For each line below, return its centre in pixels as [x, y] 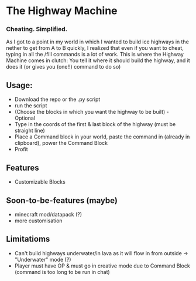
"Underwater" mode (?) [43, 259]
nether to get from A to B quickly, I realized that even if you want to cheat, [95, 48]
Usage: [20, 85]
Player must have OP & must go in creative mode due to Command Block [102, 266]
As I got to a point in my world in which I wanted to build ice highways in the [97, 42]
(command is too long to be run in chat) [62, 272]
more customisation [38, 221]
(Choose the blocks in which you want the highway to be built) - [92, 112]
